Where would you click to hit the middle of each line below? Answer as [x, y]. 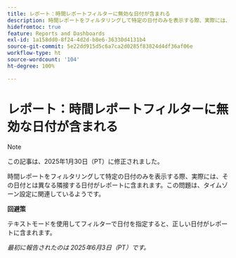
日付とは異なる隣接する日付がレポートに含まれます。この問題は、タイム [118, 185]
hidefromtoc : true [34, 27]
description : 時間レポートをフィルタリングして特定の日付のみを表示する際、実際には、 [119, 20]
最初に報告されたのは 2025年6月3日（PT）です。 [79, 247]
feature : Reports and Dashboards [56, 33]
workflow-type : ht [34, 53]
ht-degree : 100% [31, 66]
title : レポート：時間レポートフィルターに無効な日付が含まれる [89, 14]
